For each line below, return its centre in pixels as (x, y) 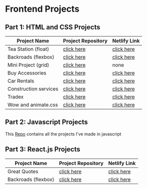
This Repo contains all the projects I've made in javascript (63, 134)
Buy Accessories (27, 73)
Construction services (33, 89)
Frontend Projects (42, 9)
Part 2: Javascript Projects (47, 122)
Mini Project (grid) (28, 65)
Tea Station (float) (28, 49)
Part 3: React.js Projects (43, 150)
